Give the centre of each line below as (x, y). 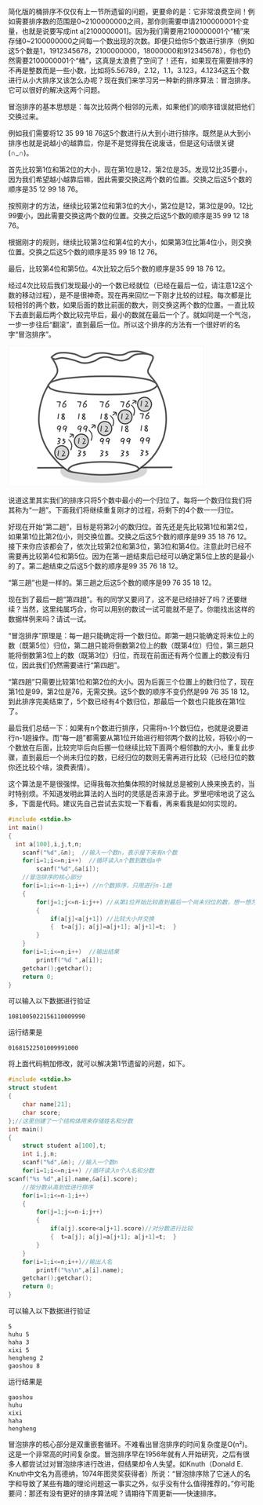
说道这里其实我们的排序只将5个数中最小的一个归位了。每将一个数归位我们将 (130, 500)
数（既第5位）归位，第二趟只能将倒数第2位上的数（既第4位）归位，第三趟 (128, 645)
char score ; (41, 1112)
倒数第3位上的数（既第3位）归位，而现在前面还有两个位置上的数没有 (132, 655)
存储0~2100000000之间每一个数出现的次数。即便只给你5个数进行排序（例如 (131, 41)
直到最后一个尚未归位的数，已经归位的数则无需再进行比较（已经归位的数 (138, 757)
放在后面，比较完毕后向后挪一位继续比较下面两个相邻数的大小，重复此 (135, 747)
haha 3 (19, 1342)
